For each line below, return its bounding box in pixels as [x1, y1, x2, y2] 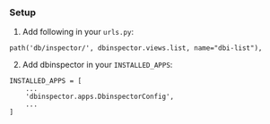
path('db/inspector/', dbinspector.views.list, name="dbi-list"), [9, 44, 263, 53]
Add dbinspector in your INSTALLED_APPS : [22, 60, 173, 70]
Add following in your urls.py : [22, 27, 135, 37]
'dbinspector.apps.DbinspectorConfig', [25, 92, 175, 102]
